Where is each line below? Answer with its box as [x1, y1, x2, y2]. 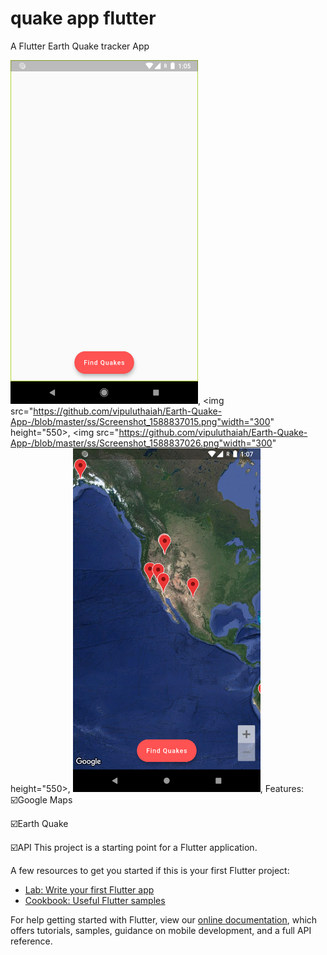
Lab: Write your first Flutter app [24, 883, 155, 896]
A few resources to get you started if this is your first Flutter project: [10, 864, 290, 876]
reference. [10, 935, 53, 947]
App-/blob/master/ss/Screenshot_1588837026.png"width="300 [10, 437, 273, 449]
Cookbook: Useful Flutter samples [24, 894, 166, 906]
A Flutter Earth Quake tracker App [10, 40, 150, 52]
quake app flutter [10, 7, 157, 30]
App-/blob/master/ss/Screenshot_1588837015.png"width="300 [10, 415, 271, 427]
